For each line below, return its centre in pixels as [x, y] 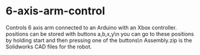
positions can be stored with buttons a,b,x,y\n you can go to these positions [100, 33]
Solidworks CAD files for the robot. [49, 47]
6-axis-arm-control [55, 11]
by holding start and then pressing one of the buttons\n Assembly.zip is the [99, 40]
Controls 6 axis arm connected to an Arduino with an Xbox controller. [91, 27]
